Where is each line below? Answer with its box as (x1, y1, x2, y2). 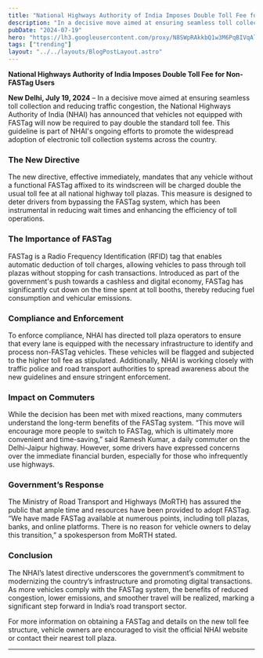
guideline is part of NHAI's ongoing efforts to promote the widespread (8, 126, 234, 136)
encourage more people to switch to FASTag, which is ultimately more (8, 426, 234, 436)
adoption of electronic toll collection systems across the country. (8, 135, 218, 144)
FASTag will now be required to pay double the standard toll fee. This (8, 119, 231, 127)
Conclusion (8, 550, 53, 561)
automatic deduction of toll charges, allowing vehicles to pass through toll (8, 260, 247, 269)
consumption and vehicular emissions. (8, 293, 132, 302)
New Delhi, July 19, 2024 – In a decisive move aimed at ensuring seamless (8, 93, 250, 102)
